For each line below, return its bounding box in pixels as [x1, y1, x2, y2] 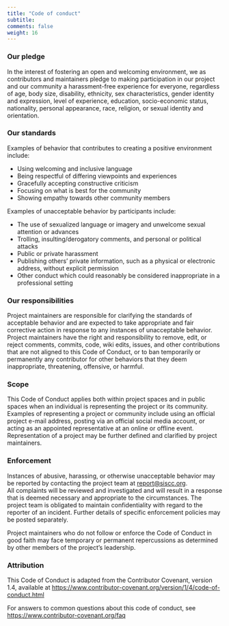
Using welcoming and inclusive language [16, 164, 133, 172]
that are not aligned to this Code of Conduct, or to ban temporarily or [7, 348, 201, 356]
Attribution [7, 560, 44, 570]
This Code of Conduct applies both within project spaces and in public [7, 395, 206, 404]
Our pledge [7, 52, 46, 62]
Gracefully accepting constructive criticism [16, 179, 139, 187]
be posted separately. [7, 515, 68, 524]
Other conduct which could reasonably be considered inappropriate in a [16, 271, 220, 279]
